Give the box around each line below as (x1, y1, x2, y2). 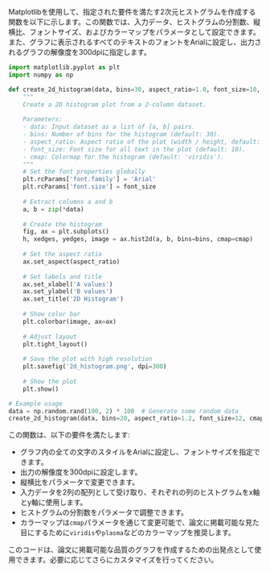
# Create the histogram (22, 220, 103, 228)
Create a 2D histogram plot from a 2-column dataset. (22, 100, 207, 109)
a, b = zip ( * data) (22, 205, 84, 213)
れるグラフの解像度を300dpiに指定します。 (8, 48, 151, 56)
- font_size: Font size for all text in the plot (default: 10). (22, 145, 247, 153)
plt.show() (22, 385, 59, 393)
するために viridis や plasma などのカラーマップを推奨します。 (34, 528, 235, 537)
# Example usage (8, 400, 63, 408)
